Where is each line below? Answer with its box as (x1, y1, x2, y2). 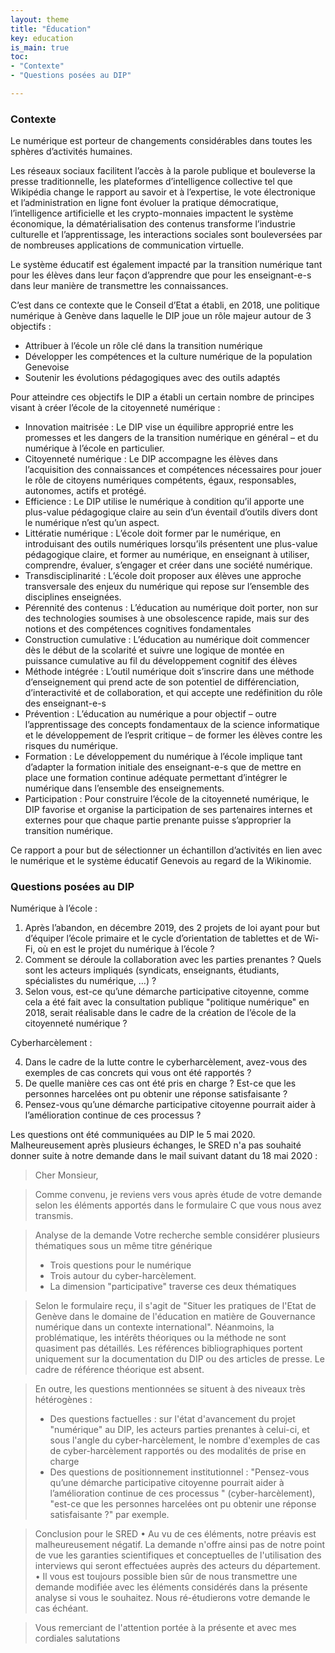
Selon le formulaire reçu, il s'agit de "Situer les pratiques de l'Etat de (34, 1300, 317, 1312)
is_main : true (10, 42, 70, 53)
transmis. (34, 1210, 74, 1222)
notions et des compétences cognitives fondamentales (24, 623, 252, 635)
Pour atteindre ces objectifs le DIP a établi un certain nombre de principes (10, 391, 315, 403)
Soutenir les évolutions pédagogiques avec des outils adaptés (24, 372, 281, 384)
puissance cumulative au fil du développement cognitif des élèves (24, 655, 298, 667)
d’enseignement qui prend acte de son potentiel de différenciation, (24, 676, 300, 688)
